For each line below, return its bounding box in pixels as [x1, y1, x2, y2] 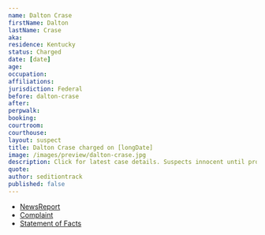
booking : [8, 114, 37, 122]
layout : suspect [8, 136, 62, 144]
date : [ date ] [8, 56, 51, 64]
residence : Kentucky [8, 41, 77, 49]
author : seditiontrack [8, 173, 83, 181]
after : [8, 99, 30, 107]
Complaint [19, 210, 54, 219]
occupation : [8, 70, 47, 78]
